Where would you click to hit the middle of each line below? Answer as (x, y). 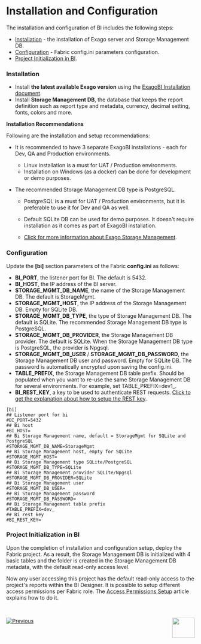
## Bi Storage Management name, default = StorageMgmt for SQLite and (96, 436)
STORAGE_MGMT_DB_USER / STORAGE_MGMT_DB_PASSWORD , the (102, 354)
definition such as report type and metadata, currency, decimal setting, (102, 106)
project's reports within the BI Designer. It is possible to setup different (93, 585)
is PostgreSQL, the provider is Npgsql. (62, 347)
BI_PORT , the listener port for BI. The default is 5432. (81, 278)
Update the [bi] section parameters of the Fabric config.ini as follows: (93, 266)
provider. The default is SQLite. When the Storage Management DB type (103, 341)
